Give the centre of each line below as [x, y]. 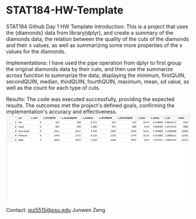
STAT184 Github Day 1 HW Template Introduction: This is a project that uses [97, 26]
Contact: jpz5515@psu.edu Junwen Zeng [56, 210]
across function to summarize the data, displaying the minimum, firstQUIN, [96, 75]
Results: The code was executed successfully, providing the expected [90, 99]
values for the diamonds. [36, 51]
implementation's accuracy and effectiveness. [62, 112]
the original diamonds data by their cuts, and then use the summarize [90, 69]
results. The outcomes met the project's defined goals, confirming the [90, 105]
